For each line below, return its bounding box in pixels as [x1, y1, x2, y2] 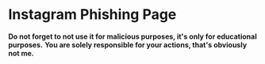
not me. [8, 48, 34, 58]
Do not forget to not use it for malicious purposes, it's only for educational [8, 32, 257, 41]
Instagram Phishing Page [8, 6, 177, 24]
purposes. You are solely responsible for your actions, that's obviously [8, 40, 248, 49]
